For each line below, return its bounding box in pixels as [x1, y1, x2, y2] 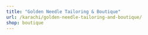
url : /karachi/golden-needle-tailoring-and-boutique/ [6, 14, 143, 20]
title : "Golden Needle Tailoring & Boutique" [6, 8, 121, 15]
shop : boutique [6, 20, 44, 26]
